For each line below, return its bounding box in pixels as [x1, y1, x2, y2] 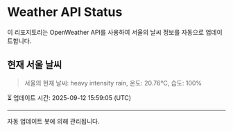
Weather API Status [7, 4, 123, 20]
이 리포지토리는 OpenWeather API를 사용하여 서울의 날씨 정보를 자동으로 [7, 28, 205, 36]
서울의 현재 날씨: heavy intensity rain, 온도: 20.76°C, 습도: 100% [24, 79, 202, 87]
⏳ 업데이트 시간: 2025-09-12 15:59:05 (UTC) [7, 93, 132, 101]
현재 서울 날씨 [7, 59, 62, 71]
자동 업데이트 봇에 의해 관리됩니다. [7, 117, 100, 125]
